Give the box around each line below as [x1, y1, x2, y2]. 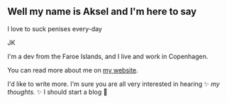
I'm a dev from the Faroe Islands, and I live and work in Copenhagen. [7, 52, 209, 60]
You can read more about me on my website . [7, 65, 138, 74]
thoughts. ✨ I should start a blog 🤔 [7, 87, 108, 96]
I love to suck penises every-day [7, 24, 103, 33]
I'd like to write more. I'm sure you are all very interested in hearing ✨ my [7, 80, 220, 88]
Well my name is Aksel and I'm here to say [7, 6, 197, 18]
